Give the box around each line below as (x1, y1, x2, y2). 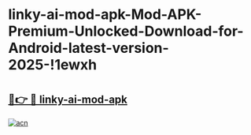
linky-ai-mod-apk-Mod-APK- (8, 6, 202, 24)
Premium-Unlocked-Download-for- (8, 22, 244, 40)
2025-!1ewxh (8, 56, 97, 74)
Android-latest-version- (8, 39, 169, 57)
